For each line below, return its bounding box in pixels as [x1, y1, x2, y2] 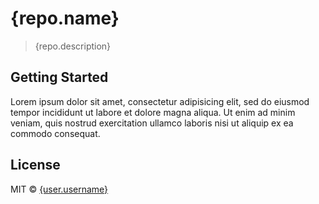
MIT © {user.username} [10, 183, 109, 195]
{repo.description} [34, 40, 112, 52]
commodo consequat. [10, 127, 101, 139]
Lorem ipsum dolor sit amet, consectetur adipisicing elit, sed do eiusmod [10, 95, 310, 107]
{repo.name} [10, 7, 120, 30]
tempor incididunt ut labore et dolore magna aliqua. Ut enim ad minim [10, 106, 296, 118]
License [10, 157, 61, 174]
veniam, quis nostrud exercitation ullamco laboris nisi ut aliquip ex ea [10, 117, 294, 129]
